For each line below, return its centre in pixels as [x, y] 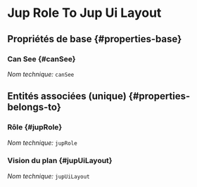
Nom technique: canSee [41, 74]
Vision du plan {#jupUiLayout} [60, 161]
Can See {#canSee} [42, 59]
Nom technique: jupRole [42, 143]
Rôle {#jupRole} [35, 127]
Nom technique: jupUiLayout [49, 176]
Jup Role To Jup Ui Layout [84, 13]
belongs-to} [34, 107]
